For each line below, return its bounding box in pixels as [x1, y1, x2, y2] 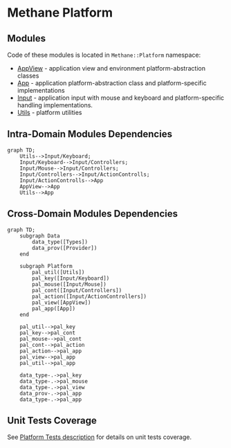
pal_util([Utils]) [32, 269, 85, 276]
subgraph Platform [19, 262, 73, 269]
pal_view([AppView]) [32, 299, 91, 306]
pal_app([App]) [32, 305, 76, 312]
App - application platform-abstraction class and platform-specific [17, 79, 207, 87]
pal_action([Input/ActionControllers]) [32, 293, 147, 300]
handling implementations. [17, 101, 93, 109]
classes [17, 71, 39, 80]
